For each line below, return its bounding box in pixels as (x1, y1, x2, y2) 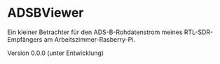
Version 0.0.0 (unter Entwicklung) (7, 49, 104, 57)
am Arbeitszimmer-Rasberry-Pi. (43, 35, 135, 43)
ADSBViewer (7, 5, 84, 21)
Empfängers (7, 35, 43, 43)
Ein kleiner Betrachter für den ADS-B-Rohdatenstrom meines (7, 28, 183, 36)
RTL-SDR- (184, 28, 214, 36)
